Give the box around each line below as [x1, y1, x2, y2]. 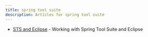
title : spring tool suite [5, 7, 61, 13]
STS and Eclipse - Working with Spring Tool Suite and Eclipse [12, 26, 143, 32]
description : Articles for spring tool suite [5, 12, 104, 17]
